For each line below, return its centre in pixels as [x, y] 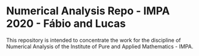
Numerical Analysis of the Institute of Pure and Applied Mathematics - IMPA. [100, 46]
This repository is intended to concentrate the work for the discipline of [94, 40]
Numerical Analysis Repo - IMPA [88, 11]
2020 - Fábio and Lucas [66, 24]
